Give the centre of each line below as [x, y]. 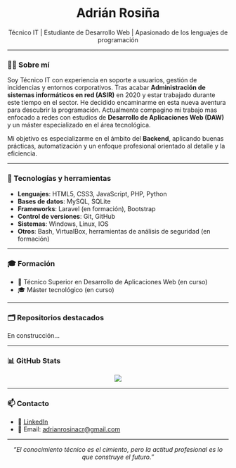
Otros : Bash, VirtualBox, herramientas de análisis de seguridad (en [114, 231]
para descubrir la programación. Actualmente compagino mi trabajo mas [112, 110]
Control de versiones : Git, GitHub [66, 216]
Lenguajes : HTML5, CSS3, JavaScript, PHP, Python [92, 194]
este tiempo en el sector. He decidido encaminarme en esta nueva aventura [117, 103]
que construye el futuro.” [118, 457]
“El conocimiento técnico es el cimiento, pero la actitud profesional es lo [118, 449]
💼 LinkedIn [33, 422]
